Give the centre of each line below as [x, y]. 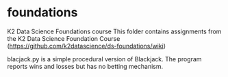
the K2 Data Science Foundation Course [64, 38]
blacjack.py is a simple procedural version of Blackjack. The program [104, 59]
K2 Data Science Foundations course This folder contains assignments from [114, 31]
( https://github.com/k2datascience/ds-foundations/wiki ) [87, 46]
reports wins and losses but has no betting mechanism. [85, 66]
